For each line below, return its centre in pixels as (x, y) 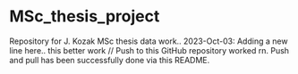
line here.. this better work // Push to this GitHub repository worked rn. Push (149, 50)
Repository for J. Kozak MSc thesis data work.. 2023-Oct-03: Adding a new (149, 41)
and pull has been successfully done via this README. (110, 60)
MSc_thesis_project (85, 16)
